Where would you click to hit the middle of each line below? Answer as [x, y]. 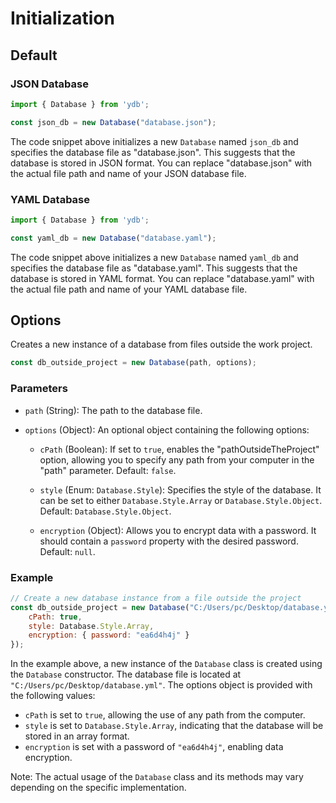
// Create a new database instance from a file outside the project [156, 598]
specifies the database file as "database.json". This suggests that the [153, 152]
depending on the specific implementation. [98, 788]
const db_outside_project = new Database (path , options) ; [133, 363]
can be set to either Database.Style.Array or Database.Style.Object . [181, 500]
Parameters [39, 389]
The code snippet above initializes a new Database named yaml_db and [154, 257]
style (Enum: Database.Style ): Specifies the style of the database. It [180, 489]
